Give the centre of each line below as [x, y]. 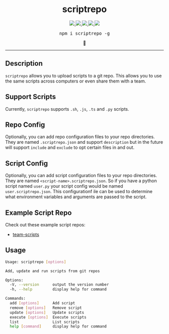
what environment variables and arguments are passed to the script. [76, 197]
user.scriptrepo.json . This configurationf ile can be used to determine [79, 192]
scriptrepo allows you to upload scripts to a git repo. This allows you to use [83, 75]
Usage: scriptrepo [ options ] [36, 262]
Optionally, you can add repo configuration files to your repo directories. [80, 137]
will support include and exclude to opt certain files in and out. [70, 147]
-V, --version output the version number [59, 285]
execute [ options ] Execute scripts [48, 317]
